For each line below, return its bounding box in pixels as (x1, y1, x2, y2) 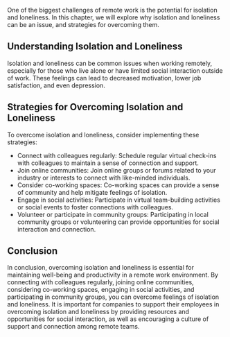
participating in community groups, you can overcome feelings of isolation (7, 293, 220, 301)
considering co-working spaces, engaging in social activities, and (7, 286, 195, 294)
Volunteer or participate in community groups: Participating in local (17, 210, 209, 218)
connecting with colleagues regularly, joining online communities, (7, 278, 194, 286)
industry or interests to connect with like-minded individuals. (17, 173, 191, 182)
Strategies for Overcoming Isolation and (7, 101, 184, 113)
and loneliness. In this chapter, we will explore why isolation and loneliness (7, 13, 220, 21)
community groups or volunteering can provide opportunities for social (17, 218, 220, 226)
